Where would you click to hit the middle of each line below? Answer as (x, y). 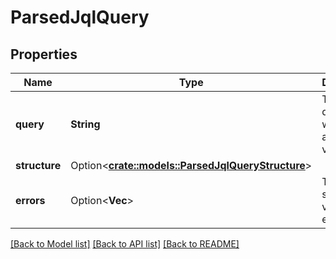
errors (30, 200)
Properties (44, 54)
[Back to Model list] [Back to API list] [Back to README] (125, 244)
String (85, 124)
